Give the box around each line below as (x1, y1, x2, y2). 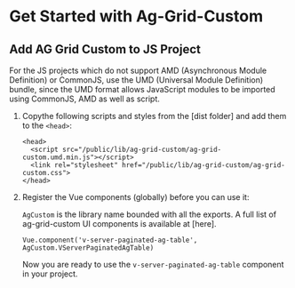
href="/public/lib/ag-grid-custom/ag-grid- (121, 161, 286, 170)
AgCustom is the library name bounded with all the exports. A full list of (21, 209, 277, 220)
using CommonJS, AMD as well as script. (9, 93, 160, 104)
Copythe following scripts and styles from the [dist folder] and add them (21, 111, 287, 121)
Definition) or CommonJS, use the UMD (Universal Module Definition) (9, 75, 264, 85)
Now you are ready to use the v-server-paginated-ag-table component (21, 260, 284, 269)
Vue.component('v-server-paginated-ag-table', (21, 236, 198, 244)
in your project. (21, 268, 78, 279)
